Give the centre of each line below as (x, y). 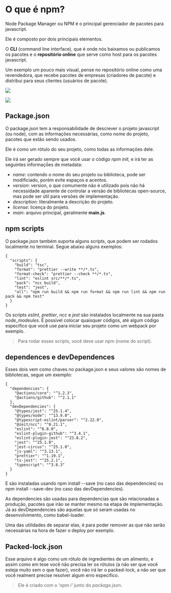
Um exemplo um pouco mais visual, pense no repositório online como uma (84, 70)
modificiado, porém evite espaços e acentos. (60, 180)
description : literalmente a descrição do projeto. (63, 201)
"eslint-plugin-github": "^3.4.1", (52, 434)
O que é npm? (35, 9)
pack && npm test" (25, 296)
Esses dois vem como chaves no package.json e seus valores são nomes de (86, 370)
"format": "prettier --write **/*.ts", (57, 269)
